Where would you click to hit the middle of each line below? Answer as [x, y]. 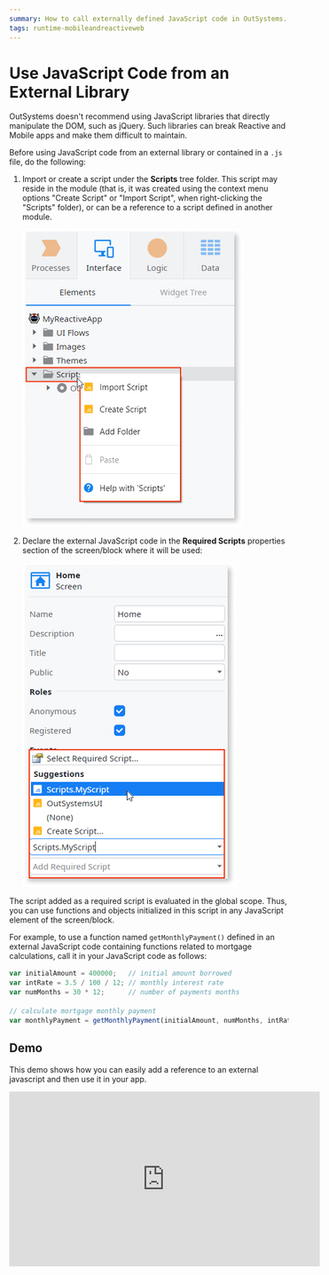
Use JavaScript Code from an [119, 73]
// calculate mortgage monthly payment [83, 1011]
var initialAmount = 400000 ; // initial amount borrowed [121, 974]
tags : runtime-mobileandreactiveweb [77, 28]
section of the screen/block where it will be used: [112, 550]
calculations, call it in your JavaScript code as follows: [108, 956]
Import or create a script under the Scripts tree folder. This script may [149, 179]
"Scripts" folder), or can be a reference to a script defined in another [147, 208]
